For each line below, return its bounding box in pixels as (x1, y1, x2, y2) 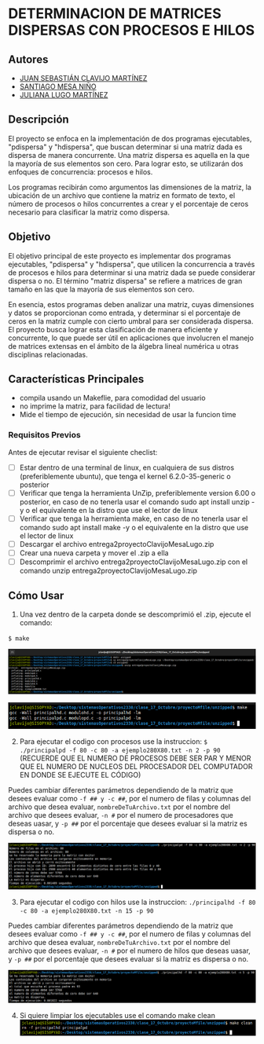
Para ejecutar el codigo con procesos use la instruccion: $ (19, 737, 208, 746)
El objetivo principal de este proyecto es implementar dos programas (8, 251, 232, 260)
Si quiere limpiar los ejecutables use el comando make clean (19, 1010, 216, 1020)
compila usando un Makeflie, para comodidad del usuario (19, 394, 206, 403)
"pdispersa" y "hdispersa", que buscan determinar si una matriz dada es (8, 142, 243, 152)
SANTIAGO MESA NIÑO (19, 82, 97, 91)
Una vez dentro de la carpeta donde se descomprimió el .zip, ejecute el (19, 610, 251, 619)
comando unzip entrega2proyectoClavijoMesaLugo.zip (19, 566, 198, 576)
